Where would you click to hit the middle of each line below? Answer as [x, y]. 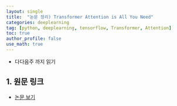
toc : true [18, 33]
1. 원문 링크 [25, 82]
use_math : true [25, 45]
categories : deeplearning [38, 22]
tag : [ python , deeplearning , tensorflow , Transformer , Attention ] [89, 28]
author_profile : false [34, 39]
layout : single [25, 11]
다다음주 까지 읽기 [35, 61]
